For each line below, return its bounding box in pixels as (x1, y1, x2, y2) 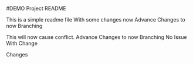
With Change (6, 40, 38, 47)
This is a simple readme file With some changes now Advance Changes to (6, 16, 186, 23)
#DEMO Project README (6, 5, 66, 12)
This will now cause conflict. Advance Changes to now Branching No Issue (6, 34, 187, 40)
